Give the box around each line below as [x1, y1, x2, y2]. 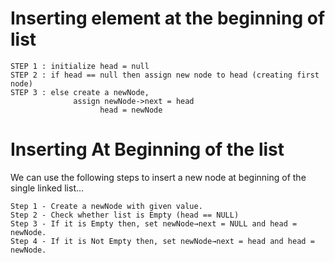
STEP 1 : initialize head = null [10, 61, 150, 71]
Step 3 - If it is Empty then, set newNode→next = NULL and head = [10, 218, 298, 229]
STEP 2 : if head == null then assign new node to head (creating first [10, 70, 320, 80]
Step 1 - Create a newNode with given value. [10, 201, 203, 211]
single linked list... [10, 182, 85, 194]
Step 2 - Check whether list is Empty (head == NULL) [10, 210, 240, 220]
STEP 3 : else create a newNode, [10, 87, 150, 97]
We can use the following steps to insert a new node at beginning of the [10, 171, 307, 183]
